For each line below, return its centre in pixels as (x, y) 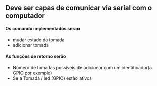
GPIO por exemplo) (32, 73)
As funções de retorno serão (36, 56)
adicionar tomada (31, 45)
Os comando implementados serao (43, 28)
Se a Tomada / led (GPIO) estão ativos (52, 78)
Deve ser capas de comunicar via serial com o (79, 8)
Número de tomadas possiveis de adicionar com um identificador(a (82, 67)
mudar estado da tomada (38, 40)
